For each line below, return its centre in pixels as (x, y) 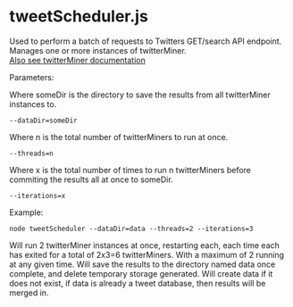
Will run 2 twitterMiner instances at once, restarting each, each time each (144, 245)
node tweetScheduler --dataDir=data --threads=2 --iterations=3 (131, 228)
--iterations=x (38, 195)
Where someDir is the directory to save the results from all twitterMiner (140, 95)
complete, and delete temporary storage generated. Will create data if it (141, 273)
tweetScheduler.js (79, 17)
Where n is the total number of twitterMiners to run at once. (119, 137)
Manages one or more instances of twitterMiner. (98, 50)
